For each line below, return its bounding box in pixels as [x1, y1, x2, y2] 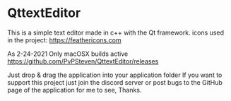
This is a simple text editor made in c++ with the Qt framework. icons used [7, 28, 225, 37]
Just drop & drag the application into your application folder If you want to [7, 71, 223, 79]
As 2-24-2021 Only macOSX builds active [7, 49, 129, 58]
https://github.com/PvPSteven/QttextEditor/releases [7, 57, 159, 65]
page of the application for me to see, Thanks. [7, 85, 142, 94]
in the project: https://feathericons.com [7, 35, 122, 44]
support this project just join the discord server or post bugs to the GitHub [7, 78, 223, 86]
